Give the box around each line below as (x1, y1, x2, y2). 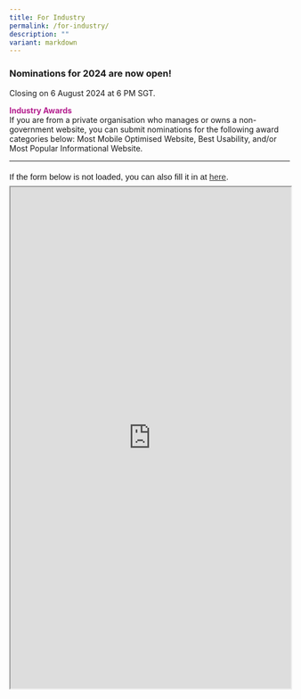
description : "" (9, 29, 69, 38)
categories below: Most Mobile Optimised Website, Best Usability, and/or (9, 133, 278, 144)
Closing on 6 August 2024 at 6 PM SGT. (9, 87, 156, 98)
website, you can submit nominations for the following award (55, 124, 279, 135)
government (9, 124, 54, 135)
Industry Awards (9, 104, 73, 116)
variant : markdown (9, 37, 77, 47)
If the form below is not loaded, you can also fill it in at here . (9, 171, 229, 182)
